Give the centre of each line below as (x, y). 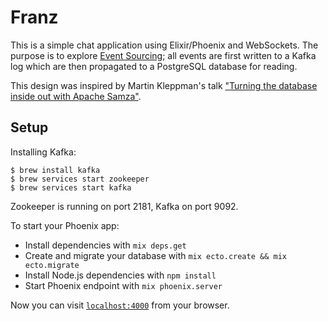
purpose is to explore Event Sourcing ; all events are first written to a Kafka (163, 55)
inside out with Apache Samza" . (76, 96)
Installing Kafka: (43, 152)
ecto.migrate (52, 265)
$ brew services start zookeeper (80, 179)
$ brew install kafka (55, 170)
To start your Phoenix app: (65, 225)
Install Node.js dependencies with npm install (120, 275)
